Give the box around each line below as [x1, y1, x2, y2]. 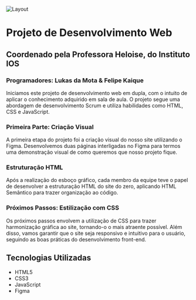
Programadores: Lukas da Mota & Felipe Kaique [6, 76, 144, 85]
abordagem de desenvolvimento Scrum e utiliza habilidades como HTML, [6, 102, 184, 109]
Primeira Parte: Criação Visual [6, 123, 94, 131]
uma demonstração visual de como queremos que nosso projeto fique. [6, 149, 178, 156]
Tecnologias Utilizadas [6, 253, 92, 263]
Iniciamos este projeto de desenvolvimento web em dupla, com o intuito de [6, 89, 188, 96]
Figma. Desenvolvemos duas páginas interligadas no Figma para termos [6, 143, 181, 150]
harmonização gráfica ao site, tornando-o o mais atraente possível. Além [6, 223, 183, 230]
